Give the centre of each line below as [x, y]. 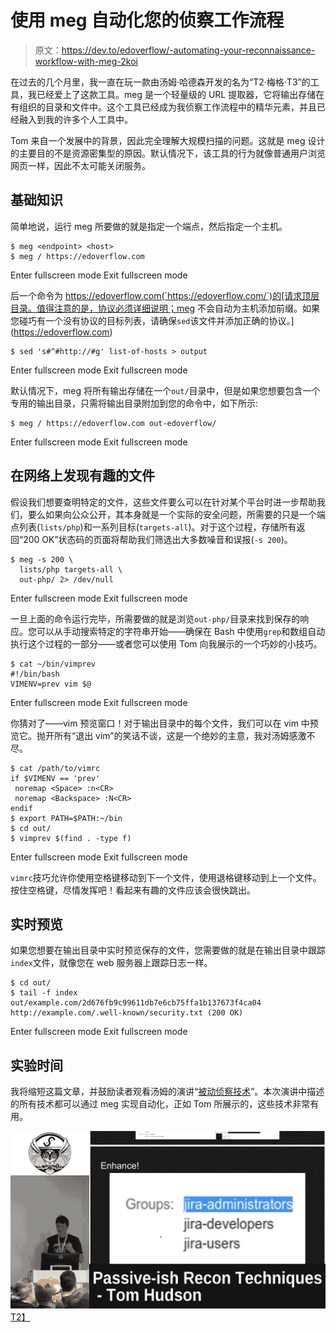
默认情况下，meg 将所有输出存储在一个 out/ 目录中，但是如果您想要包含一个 [165, 390]
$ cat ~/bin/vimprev [53, 664]
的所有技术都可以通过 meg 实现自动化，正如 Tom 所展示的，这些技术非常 [160, 1104]
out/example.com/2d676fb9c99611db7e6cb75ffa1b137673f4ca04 [136, 1003]
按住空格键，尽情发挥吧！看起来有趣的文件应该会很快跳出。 [133, 890]
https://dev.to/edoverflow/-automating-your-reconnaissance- [188, 50]
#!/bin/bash [35, 674]
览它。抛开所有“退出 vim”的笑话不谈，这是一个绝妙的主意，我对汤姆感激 [158, 735]
